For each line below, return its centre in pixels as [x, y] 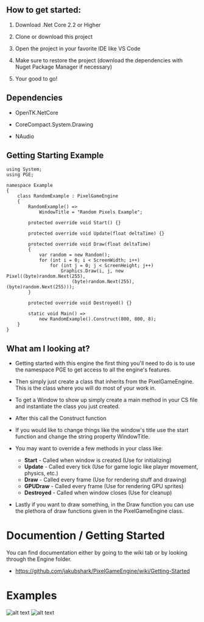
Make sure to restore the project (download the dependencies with [99, 60]
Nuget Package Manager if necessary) [64, 67]
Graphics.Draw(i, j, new [92, 271]
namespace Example [30, 186]
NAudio [25, 136]
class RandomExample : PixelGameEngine [68, 196]
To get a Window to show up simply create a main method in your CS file [106, 400]
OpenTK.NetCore [37, 112]
